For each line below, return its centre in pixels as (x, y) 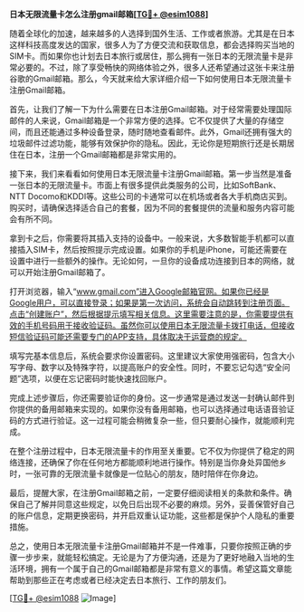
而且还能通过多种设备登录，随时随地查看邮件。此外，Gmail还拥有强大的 (158, 132)
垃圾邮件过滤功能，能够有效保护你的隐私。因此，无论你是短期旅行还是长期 (148, 143)
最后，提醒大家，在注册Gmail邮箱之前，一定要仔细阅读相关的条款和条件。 (147, 493)
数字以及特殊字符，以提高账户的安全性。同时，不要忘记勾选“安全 (161, 367)
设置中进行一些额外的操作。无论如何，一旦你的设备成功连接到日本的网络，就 (152, 261)
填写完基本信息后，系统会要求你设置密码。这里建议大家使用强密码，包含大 (148, 356)
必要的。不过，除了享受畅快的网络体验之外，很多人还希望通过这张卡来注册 (156, 67)
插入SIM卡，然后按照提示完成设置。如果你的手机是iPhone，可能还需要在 (152, 249)
